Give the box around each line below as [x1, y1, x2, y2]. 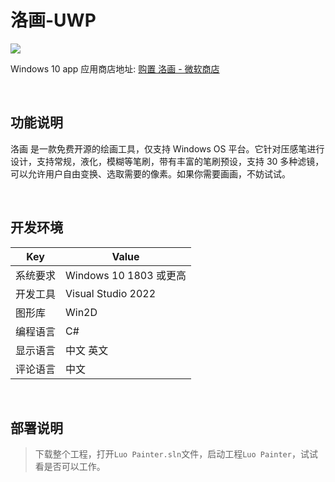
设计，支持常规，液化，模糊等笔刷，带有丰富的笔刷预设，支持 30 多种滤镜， [10, 155, 325, 167]
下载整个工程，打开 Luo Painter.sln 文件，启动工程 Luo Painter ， [34, 448, 301, 460]
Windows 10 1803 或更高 [65, 268, 187, 282]
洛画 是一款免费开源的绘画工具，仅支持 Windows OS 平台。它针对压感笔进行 [10, 142, 325, 155]
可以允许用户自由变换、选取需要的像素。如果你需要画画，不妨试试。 [10, 167, 291, 180]
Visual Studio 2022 [65, 286, 157, 300]
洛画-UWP [10, 9, 97, 32]
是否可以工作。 [43, 461, 106, 473]
